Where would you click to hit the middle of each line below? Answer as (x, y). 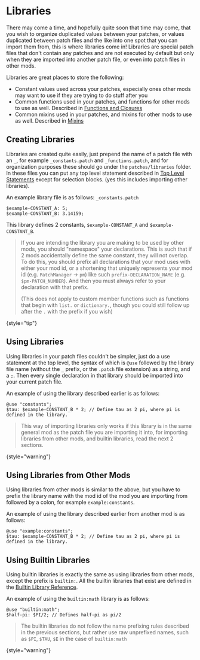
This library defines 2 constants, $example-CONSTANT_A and (77, 224)
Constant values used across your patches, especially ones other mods (103, 89)
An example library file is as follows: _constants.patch (73, 197)
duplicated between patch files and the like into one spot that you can (92, 40)
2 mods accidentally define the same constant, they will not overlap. (105, 255)
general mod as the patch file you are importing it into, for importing (104, 432)
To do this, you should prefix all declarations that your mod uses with (106, 261)
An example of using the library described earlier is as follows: (83, 393)
